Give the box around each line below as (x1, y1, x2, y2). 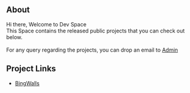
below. (6, 33, 23, 41)
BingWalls (14, 79, 40, 86)
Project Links (6, 64, 56, 74)
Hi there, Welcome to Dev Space (6, 20, 87, 28)
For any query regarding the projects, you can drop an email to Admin (6, 46, 179, 53)
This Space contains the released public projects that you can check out (6, 27, 185, 34)
